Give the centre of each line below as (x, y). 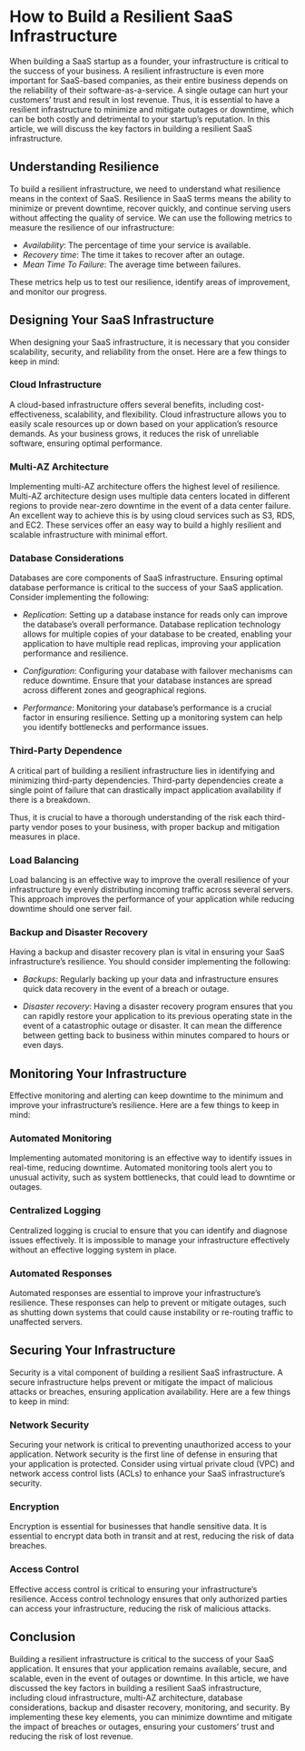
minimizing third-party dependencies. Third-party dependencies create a (147, 780)
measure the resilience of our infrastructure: (92, 227)
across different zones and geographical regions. (114, 690)
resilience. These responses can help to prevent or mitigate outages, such (148, 1303)
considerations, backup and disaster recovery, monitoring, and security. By (150, 1707)
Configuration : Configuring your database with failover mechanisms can (157, 671)
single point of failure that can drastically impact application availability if (146, 790)
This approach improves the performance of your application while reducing (152, 899)
